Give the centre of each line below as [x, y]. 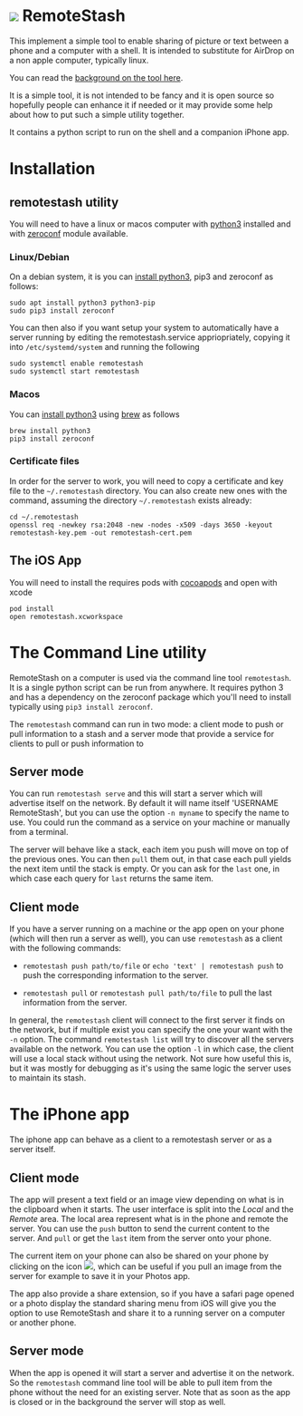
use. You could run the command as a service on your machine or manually [150, 822]
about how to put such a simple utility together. [97, 114]
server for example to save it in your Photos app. [100, 1275]
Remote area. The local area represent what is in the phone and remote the [149, 1218]
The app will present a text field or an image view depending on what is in [147, 1199]
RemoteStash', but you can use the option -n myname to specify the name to [149, 813]
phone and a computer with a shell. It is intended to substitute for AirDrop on [152, 50]
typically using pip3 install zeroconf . [81, 706]
